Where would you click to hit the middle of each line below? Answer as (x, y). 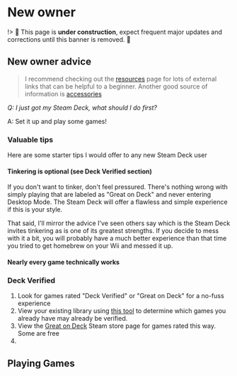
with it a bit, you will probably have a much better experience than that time (117, 239)
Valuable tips (30, 139)
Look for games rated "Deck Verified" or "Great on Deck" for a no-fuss (121, 296)
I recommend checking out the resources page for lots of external (121, 79)
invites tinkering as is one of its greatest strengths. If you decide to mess (113, 231)
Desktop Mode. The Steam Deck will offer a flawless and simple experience (117, 202)
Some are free (39, 334)
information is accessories (63, 93)
